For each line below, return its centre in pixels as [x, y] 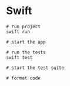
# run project [24, 27]
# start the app [26, 42]
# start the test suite [35, 68]
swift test [19, 57]
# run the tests [26, 52]
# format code [24, 78]
